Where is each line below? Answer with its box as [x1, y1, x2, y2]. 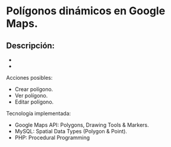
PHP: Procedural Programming [14, 134, 90, 141]
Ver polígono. [14, 92, 48, 99]
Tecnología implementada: [6, 110, 71, 117]
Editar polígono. [14, 98, 54, 105]
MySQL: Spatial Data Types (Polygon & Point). [14, 128, 128, 135]
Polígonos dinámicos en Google [6, 4, 166, 18]
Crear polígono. [14, 86, 53, 93]
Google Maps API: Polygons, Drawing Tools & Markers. [14, 121, 150, 129]
